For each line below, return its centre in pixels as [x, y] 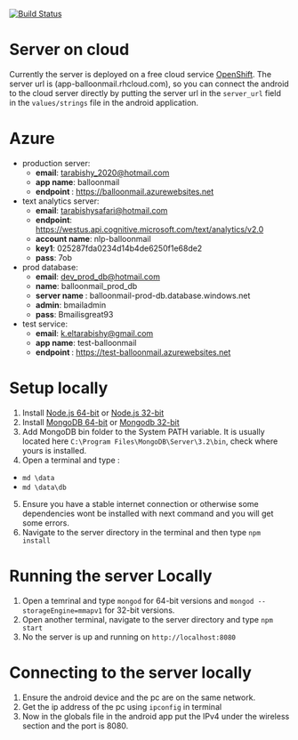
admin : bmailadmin [71, 305]
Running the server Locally [111, 576]
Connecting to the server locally [130, 672]
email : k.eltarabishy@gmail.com [94, 333]
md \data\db [44, 487]
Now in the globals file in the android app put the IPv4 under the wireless [156, 716]
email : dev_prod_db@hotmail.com [97, 277]
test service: [45, 324]
